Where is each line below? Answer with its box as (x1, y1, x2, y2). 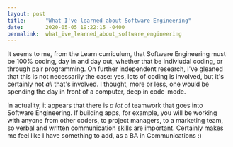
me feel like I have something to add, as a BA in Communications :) (7, 131, 202, 140)
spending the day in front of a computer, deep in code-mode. (7, 87, 186, 96)
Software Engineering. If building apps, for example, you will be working (7, 109, 217, 117)
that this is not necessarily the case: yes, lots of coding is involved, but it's (7, 72, 225, 81)
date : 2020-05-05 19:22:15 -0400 (7, 23, 125, 31)
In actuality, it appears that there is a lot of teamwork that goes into (7, 101, 203, 110)
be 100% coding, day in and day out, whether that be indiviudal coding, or (7, 58, 223, 66)
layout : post (7, 10, 46, 18)
